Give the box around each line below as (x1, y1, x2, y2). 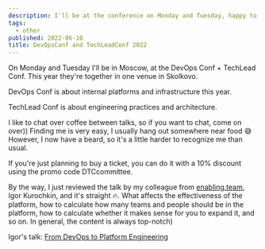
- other (15, 26, 41, 34)
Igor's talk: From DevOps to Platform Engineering (8, 232, 169, 242)
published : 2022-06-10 (8, 33, 83, 42)
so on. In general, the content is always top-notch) (8, 216, 173, 227)
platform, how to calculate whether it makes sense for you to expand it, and (8, 208, 255, 218)
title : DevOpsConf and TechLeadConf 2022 (8, 41, 148, 49)
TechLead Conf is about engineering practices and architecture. (8, 103, 217, 112)
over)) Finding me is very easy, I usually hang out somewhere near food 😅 (8, 126, 252, 136)
